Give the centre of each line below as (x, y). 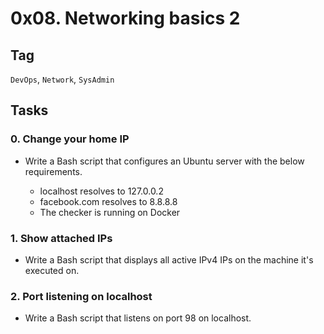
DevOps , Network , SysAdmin (62, 79)
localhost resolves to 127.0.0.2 (101, 191)
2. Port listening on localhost (81, 296)
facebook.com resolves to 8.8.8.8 (108, 201)
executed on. (52, 270)
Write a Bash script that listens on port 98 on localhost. (138, 318)
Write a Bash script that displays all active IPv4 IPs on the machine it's (169, 259)
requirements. (53, 171)
